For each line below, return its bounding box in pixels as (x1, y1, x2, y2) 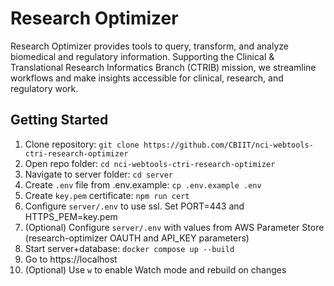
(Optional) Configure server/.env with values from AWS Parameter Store (24, 221, 325, 233)
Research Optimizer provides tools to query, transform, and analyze (10, 40, 289, 52)
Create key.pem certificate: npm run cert (24, 189, 190, 201)
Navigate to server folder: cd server (24, 168, 174, 180)
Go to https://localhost (24, 253, 118, 265)
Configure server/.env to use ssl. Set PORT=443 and (24, 200, 245, 212)
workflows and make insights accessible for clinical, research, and (10, 72, 284, 84)
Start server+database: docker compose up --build (24, 242, 235, 254)
